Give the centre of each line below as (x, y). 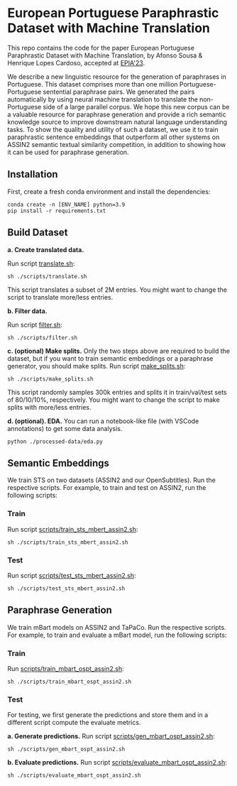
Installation (33, 174)
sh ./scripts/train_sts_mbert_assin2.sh (68, 542)
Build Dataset (38, 233)
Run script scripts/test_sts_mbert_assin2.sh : (72, 575)
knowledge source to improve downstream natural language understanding (117, 121)
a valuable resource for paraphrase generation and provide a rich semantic (117, 114)
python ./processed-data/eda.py (55, 442)
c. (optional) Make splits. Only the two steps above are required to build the (119, 351)
